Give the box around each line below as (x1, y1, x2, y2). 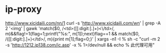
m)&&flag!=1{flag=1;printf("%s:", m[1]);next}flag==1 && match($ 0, (5, 30, 140, 36)
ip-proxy (5, 3, 42, 15)
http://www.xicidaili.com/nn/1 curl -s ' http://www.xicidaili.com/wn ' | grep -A (5, 20, 161, 26)
